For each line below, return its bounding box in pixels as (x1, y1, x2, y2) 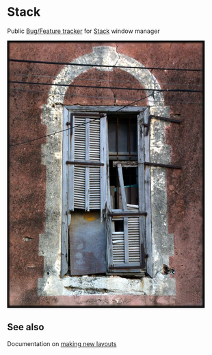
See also (7, 321, 44, 333)
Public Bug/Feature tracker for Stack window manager (7, 27, 160, 35)
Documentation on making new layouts (7, 339, 117, 347)
